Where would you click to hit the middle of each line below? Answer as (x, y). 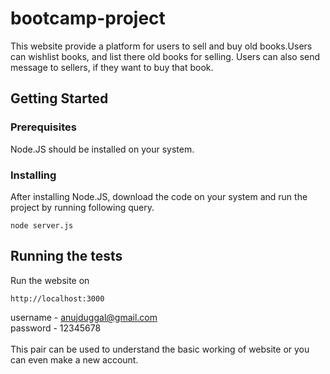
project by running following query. (82, 207)
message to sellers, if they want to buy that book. (112, 67)
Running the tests (66, 256)
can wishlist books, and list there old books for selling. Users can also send (165, 56)
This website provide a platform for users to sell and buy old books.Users (161, 46)
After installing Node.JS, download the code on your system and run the (159, 196)
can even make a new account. (74, 359)
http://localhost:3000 (57, 298)
